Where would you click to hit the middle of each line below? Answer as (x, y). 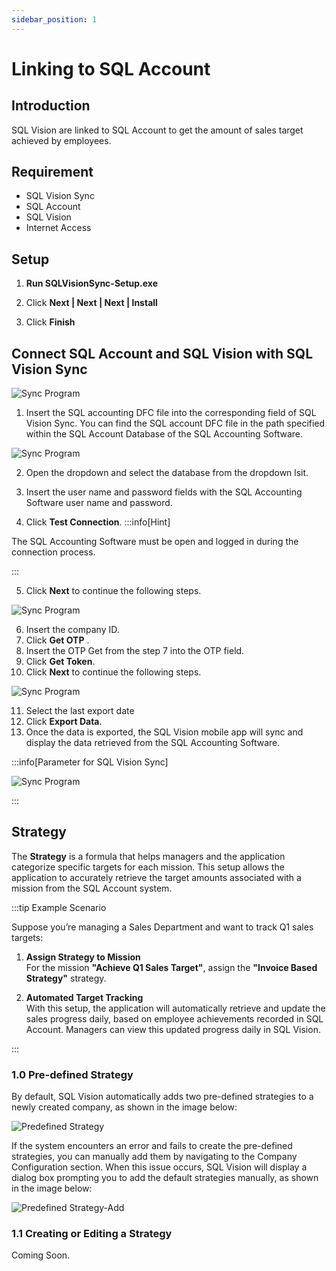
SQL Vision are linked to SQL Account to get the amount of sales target (157, 130)
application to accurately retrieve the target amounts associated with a (156, 877)
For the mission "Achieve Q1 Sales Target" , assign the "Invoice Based (171, 967)
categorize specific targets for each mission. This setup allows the (148, 867)
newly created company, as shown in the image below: (124, 1107)
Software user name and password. (99, 503)
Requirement (52, 172)
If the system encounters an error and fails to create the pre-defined (152, 1146)
